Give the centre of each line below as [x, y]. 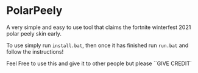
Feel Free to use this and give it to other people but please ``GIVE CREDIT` [99, 63]
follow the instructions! [35, 51]
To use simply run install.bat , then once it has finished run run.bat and [97, 45]
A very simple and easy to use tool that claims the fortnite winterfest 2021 [99, 27]
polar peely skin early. [34, 33]
